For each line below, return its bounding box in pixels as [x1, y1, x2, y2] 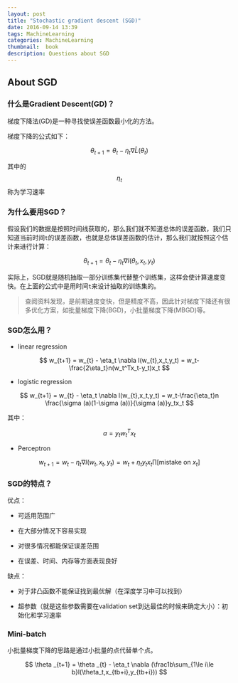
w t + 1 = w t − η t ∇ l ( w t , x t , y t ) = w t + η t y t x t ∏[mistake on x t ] [38, 458, 200, 468]
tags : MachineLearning [7, 30, 75, 38]
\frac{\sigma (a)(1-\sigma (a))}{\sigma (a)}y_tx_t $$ [45, 398, 194, 407]
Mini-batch [7, 629, 47, 639]
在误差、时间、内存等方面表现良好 [17, 556, 118, 566]
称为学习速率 [7, 188, 45, 196]
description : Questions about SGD [7, 51, 110, 58]
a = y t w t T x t [102, 428, 136, 438]
